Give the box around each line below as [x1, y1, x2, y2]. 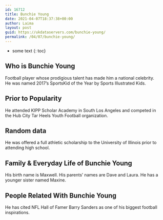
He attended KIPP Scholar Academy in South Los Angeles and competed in [5, 107, 156, 113]
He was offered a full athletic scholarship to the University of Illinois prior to [5, 140, 157, 146]
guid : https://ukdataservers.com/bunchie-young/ [5, 30, 106, 35]
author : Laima [5, 21, 34, 26]
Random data [5, 127, 46, 135]
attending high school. [5, 145, 50, 151]
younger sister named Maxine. [5, 177, 66, 183]
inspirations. [5, 209, 30, 215]
